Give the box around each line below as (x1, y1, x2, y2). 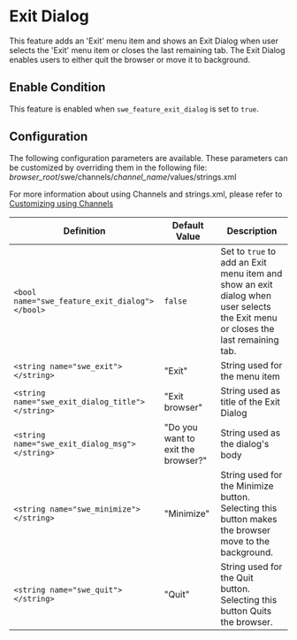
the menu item (220, 370, 280, 382)
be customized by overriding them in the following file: (9, 162, 208, 173)
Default (171, 219, 204, 231)
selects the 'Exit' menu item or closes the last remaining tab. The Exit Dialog (9, 44, 286, 55)
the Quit (220, 571, 254, 583)
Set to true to (220, 245, 277, 258)
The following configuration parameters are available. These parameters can (9, 152, 288, 163)
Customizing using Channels (9, 197, 114, 209)
